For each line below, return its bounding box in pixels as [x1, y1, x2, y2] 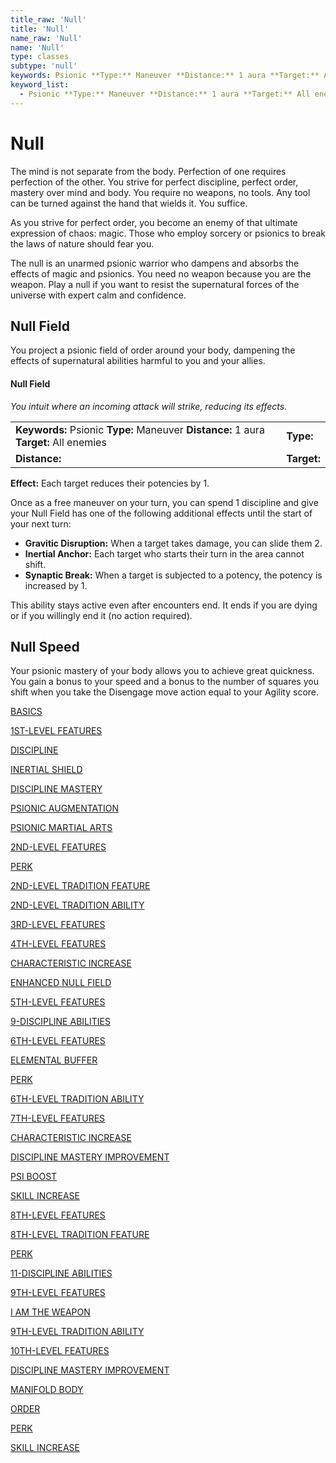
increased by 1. [24, 579, 88, 591]
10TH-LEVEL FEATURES [10, 1345, 110, 1357]
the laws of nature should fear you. [10, 237, 155, 250]
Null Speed [10, 638, 80, 655]
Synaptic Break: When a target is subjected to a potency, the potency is [24, 569, 323, 581]
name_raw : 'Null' [10, 33, 83, 43]
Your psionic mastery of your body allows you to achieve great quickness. [10, 665, 315, 677]
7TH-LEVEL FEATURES [10, 1112, 106, 1125]
